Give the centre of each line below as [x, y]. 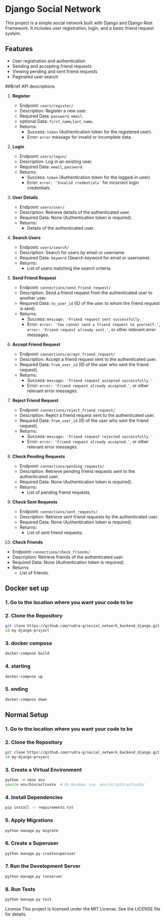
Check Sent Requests [35, 502]
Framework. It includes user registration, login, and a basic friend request [80, 28]
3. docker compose [29, 643]
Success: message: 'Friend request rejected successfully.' [90, 436]
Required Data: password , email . [51, 116]
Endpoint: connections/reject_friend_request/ [67, 410]
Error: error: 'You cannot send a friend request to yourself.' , [93, 324]
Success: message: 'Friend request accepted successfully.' [90, 380]
